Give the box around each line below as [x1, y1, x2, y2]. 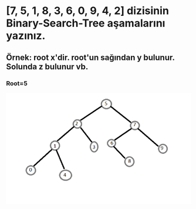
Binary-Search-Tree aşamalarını [6, 16, 165, 30]
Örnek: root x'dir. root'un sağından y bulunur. [6, 52, 175, 62]
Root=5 [6, 79, 28, 87]
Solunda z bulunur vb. [6, 62, 89, 72]
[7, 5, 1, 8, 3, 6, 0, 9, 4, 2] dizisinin [6, 4, 169, 18]
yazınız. [6, 29, 46, 42]
